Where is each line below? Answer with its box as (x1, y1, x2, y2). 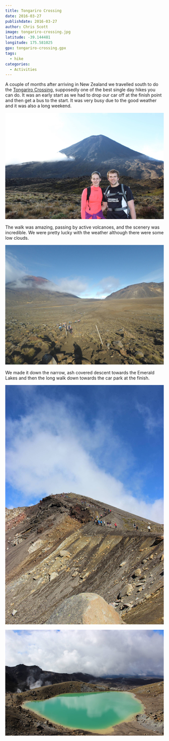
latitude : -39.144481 (5, 35, 51, 40)
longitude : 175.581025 (5, 40, 53, 46)
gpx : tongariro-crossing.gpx (5, 46, 66, 51)
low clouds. (5, 235, 29, 241)
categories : (5, 61, 30, 67)
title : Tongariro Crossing (5, 8, 62, 13)
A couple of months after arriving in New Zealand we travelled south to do (5, 81, 158, 88)
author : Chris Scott (5, 24, 49, 29)
